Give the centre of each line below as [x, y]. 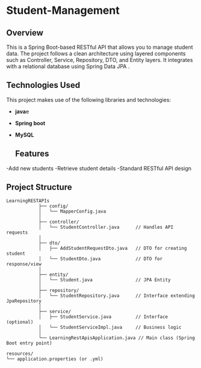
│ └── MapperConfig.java [72, 211]
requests [17, 232]
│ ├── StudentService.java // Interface [103, 317]
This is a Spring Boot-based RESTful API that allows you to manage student [100, 47]
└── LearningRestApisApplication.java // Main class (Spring [117, 338]
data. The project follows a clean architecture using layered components [96, 54]
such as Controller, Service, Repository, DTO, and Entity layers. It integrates [100, 60]
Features [32, 154]
